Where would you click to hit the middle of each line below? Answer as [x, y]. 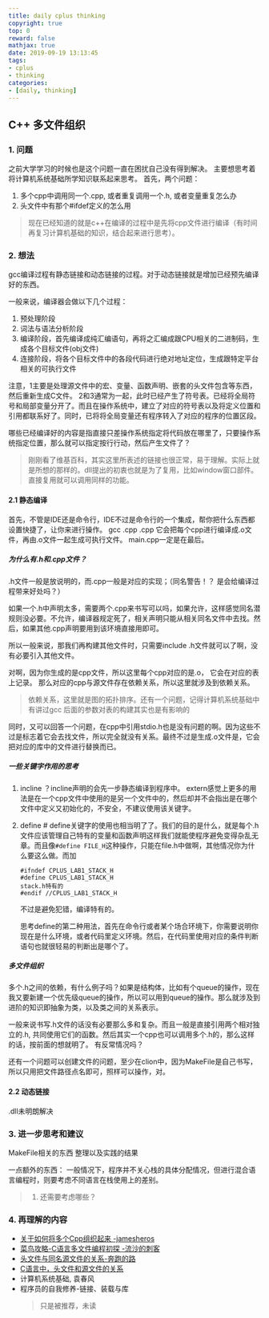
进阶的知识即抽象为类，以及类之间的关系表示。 [85, 1008]
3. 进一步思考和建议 [46, 1133]
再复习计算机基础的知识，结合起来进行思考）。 [103, 233]
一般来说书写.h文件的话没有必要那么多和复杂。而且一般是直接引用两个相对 [131, 1024]
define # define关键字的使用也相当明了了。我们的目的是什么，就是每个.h [139, 825]
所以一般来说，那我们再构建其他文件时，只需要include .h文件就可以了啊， [130, 645]
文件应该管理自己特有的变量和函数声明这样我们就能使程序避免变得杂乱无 [139, 835]
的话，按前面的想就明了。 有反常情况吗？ [76, 1044]
